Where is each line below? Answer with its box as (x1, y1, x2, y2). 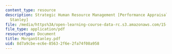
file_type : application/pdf (5, 27, 66, 32)
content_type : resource (5, 7, 56, 13)
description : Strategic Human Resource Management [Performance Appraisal (5, 12, 168, 17)
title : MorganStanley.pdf (5, 37, 60, 42)
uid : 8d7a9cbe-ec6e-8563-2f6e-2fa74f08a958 (5, 41, 100, 46)
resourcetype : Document (5, 31, 56, 37)
